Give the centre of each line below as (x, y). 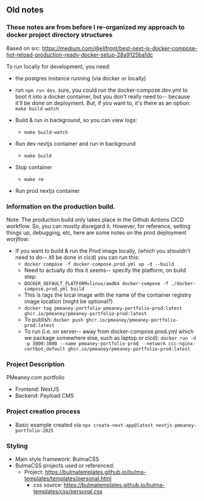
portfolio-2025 (34, 430)
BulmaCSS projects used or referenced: (65, 465)
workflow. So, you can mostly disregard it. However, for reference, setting (98, 226)
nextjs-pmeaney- (176, 425)
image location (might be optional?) (69, 301)
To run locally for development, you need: (59, 66)
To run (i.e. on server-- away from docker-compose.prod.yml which (109, 331)
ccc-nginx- (182, 344)
